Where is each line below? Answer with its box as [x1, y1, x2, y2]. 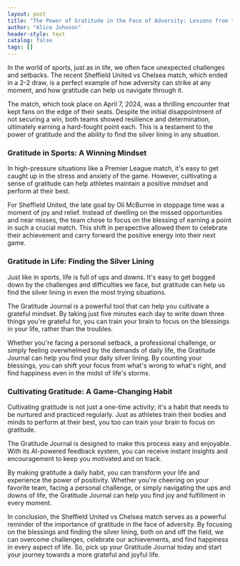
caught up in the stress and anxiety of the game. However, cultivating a [7, 172, 217, 181]
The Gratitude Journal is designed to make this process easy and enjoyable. [7, 439, 231, 448]
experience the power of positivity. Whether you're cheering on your [7, 475, 209, 484]
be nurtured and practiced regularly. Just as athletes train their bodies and [7, 410, 226, 418]
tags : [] [7, 44, 34, 51]
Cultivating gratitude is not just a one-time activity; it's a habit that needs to [7, 403, 229, 411]
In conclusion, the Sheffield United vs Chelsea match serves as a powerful [7, 512, 226, 521]
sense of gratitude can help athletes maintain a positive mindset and [7, 179, 209, 188]
